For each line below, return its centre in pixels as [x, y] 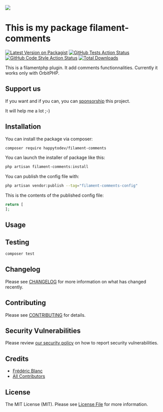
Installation [23, 127]
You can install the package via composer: [49, 139]
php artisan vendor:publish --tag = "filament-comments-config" [71, 186]
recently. [14, 287]
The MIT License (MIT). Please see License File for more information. [76, 404]
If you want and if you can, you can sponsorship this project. [68, 101]
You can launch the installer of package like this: [55, 158]
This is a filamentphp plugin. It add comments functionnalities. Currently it [81, 68]
